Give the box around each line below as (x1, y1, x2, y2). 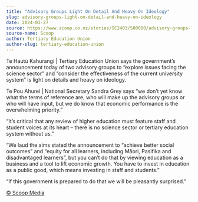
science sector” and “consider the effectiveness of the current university (6, 70, 183, 77)
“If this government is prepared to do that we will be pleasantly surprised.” (6, 177, 187, 185)
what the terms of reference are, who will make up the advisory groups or (6, 93, 185, 100)
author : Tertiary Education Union (6, 36, 91, 42)
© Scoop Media (6, 189, 45, 196)
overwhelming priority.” (6, 106, 63, 113)
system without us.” (6, 130, 54, 137)
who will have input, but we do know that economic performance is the (6, 100, 179, 107)
